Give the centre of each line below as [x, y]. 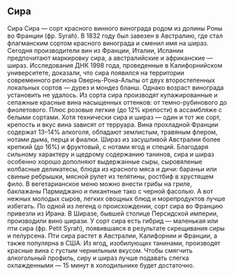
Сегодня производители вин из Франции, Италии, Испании [95, 50]
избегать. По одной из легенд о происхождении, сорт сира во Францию [115, 206]
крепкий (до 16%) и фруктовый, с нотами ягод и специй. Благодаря [108, 146]
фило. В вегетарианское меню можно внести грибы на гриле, [100, 183]
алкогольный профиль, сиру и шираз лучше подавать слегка [98, 258]
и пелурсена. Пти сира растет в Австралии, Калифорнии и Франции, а [112, 236]
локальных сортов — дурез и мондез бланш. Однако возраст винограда [116, 87]
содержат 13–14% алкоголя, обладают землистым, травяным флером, [112, 132]
